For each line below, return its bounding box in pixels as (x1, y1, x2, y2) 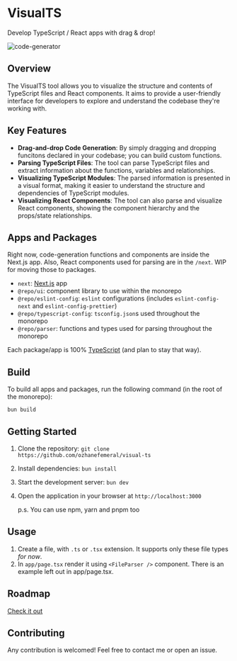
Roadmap (7, 588, 51, 600)
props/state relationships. (17, 211, 93, 220)
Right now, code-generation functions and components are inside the (7, 250, 210, 259)
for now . (17, 552, 42, 560)
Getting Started (7, 425, 77, 437)
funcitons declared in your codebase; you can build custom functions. (17, 151, 222, 159)
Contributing (7, 627, 65, 639)
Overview (7, 62, 52, 75)
